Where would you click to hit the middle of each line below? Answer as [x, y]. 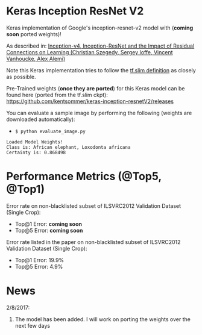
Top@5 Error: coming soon [49, 230]
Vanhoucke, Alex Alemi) [36, 58]
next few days [32, 325]
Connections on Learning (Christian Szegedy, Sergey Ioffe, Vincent [90, 52]
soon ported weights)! [34, 34]
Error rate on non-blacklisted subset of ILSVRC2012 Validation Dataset [94, 205]
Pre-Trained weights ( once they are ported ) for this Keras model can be [96, 88]
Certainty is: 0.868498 [36, 152]
